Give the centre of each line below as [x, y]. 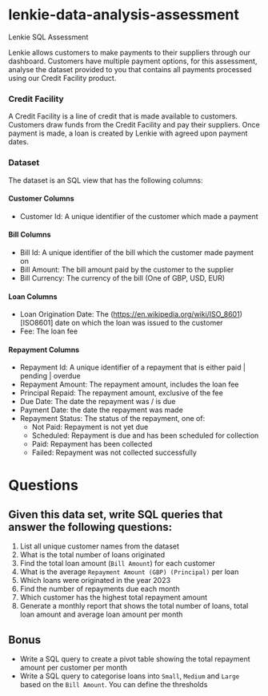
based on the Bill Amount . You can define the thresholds [114, 685]
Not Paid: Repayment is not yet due [90, 427]
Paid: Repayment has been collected [92, 444]
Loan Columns [33, 296]
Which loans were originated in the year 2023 [95, 581]
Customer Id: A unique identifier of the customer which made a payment [139, 216]
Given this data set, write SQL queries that [116, 514]
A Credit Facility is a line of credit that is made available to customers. [123, 116]
